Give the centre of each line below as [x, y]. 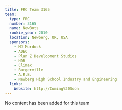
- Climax [23, 65]
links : [16, 84]
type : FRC [20, 19]
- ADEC [21, 51]
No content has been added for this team [47, 103]
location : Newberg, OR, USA [39, 38]
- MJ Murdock [28, 47]
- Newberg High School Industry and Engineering [66, 79]
